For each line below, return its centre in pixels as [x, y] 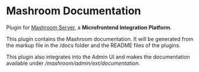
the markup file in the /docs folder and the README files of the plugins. [94, 45]
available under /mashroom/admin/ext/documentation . [73, 63]
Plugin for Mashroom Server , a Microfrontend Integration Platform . [89, 27]
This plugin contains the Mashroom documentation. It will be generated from [100, 39]
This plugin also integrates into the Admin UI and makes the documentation [98, 57]
